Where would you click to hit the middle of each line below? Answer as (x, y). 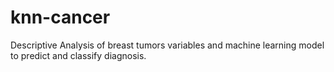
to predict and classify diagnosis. (78, 55)
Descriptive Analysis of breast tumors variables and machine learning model (167, 45)
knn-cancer (60, 17)
